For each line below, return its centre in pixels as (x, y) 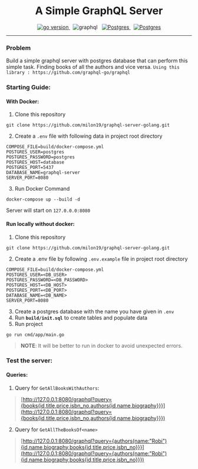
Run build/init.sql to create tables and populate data (81, 317)
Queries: (17, 375)
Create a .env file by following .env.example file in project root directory (101, 259)
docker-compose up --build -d (43, 199)
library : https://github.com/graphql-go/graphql (68, 73)
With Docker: (23, 101)
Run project (29, 324)
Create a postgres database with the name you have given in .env (94, 311)
